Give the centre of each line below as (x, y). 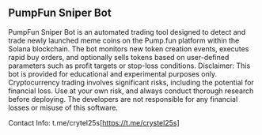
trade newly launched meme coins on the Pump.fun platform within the (124, 40)
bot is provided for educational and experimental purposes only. (113, 73)
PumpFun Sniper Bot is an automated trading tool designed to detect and (127, 32)
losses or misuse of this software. (63, 107)
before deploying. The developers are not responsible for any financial (123, 99)
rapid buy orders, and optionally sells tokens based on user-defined (119, 57)
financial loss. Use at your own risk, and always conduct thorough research (131, 91)
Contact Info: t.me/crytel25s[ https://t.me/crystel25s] (94, 122)
